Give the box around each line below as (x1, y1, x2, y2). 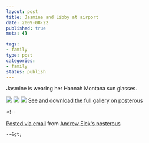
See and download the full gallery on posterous (28, 97, 143, 104)
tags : (6, 41, 19, 47)
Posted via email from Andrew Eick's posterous (6, 120, 121, 127)
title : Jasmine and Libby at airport (6, 14, 99, 20)
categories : (6, 57, 35, 64)
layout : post (6, 8, 38, 15)
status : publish (6, 69, 46, 74)
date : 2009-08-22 (6, 19, 49, 25)
